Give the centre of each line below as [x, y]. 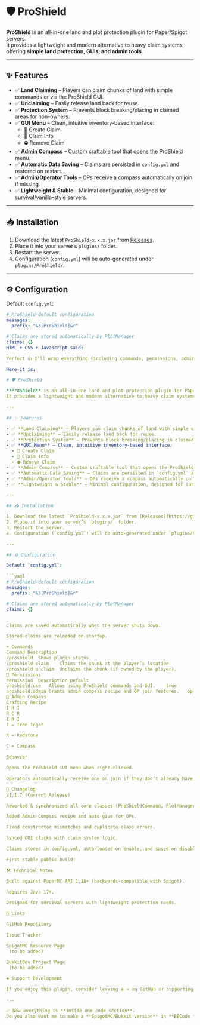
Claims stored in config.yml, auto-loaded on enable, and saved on [92, 849]
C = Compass [21, 746]
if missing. [27, 184]
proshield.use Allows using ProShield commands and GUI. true [92, 686]
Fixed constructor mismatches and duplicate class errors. [81, 827]
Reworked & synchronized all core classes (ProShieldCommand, [85, 806]
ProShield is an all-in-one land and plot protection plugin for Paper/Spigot [97, 32]
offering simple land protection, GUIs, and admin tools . [75, 51]
